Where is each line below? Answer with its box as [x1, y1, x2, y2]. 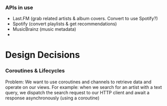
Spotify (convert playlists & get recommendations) [12, 21, 117, 27]
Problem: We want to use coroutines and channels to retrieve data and [5, 79, 152, 85]
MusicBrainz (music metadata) [12, 26, 77, 32]
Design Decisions [5, 49, 80, 61]
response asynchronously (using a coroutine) [5, 95, 100, 101]
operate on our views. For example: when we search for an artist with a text [5, 84, 162, 90]
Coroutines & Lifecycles [5, 67, 65, 74]
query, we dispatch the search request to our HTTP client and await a [5, 89, 150, 95]
